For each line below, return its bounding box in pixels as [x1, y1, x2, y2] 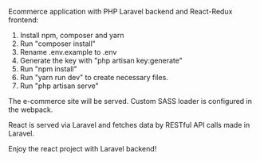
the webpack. [8, 105, 53, 114]
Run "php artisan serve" [19, 81, 100, 90]
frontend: [8, 15, 39, 25]
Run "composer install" [19, 39, 96, 48]
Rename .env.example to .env [19, 48, 117, 56]
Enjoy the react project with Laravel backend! [8, 144, 157, 153]
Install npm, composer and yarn [19, 31, 124, 40]
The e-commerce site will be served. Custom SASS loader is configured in [8, 97, 253, 105]
